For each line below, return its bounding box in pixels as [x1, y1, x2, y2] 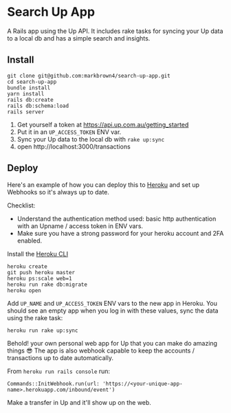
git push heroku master [7, 269, 76, 276]
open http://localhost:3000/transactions [16, 142, 131, 150]
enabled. [16, 236, 43, 245]
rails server [7, 108, 45, 115]
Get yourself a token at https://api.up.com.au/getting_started [16, 120, 189, 129]
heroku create [7, 263, 48, 270]
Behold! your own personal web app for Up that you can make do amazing [7, 339, 218, 347]
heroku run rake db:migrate [7, 281, 88, 288]
